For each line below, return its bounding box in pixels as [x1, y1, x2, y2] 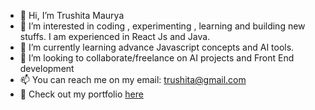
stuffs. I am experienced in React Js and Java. [19, 31, 211, 42]
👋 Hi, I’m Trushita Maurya [19, 10, 125, 21]
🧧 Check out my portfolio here [19, 88, 144, 100]
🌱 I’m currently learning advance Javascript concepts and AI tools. [19, 41, 295, 53]
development [19, 63, 75, 74]
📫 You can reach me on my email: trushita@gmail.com [19, 74, 247, 85]
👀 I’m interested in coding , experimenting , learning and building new [19, 20, 306, 32]
